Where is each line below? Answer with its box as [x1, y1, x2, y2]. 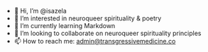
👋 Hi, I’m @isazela [13, 7, 67, 15]
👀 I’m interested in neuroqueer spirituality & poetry [13, 14, 162, 22]
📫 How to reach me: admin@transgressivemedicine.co [13, 37, 176, 45]
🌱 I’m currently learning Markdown [13, 22, 116, 30]
